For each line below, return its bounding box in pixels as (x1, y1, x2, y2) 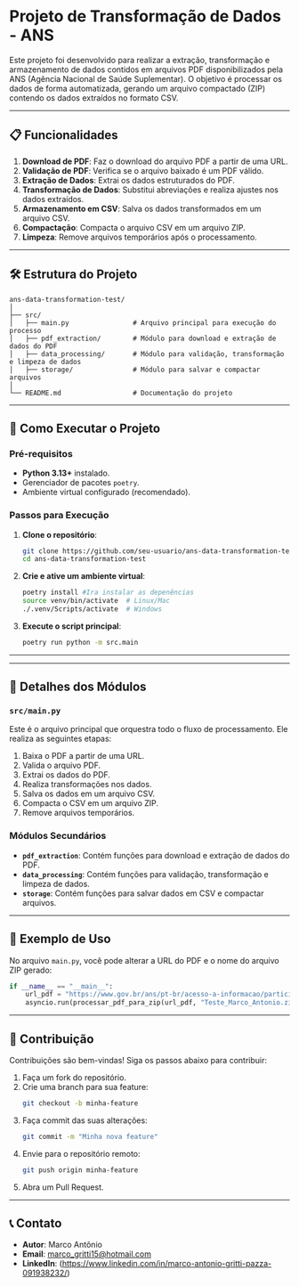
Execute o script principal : (21, 621, 122, 631)
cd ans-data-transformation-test (21, 555, 147, 564)
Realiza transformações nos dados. (21, 779, 152, 790)
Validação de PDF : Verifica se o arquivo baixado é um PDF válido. (21, 165, 264, 175)
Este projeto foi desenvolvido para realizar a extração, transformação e (9, 54, 270, 65)
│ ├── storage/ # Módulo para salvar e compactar (9, 365, 261, 374)
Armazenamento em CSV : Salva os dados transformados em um (21, 203, 262, 214)
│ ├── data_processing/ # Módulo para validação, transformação (9, 349, 285, 358)
